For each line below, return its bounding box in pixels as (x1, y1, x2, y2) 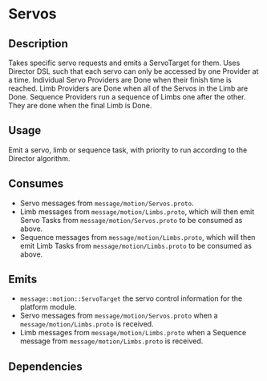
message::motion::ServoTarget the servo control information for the (19, 294, 243, 303)
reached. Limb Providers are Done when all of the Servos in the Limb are (8, 83, 249, 93)
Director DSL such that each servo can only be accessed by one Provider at (8, 67, 259, 76)
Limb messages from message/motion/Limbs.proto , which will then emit (19, 206, 255, 217)
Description (8, 37, 68, 51)
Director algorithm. (8, 153, 71, 163)
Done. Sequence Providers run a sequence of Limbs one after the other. (8, 92, 246, 101)
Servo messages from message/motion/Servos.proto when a (19, 310, 218, 321)
